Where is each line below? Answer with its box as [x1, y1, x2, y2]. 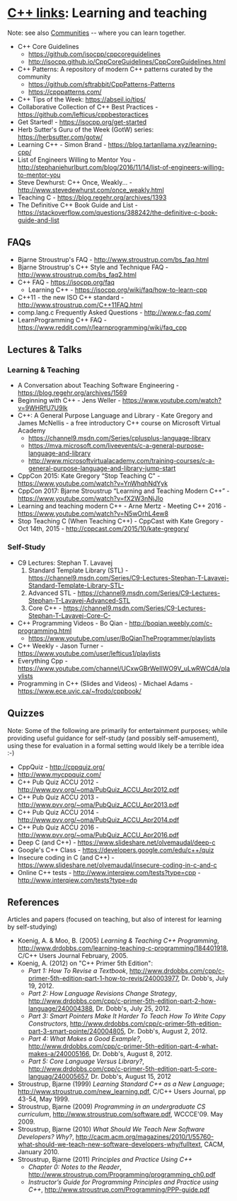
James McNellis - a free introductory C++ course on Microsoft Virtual [17, 419, 221, 428]
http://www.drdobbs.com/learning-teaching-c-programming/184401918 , [17, 944, 229, 952]
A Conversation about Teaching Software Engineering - [17, 381, 179, 390]
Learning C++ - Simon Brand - [17, 140, 107, 148]
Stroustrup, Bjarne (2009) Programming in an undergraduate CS [17, 1102, 206, 1111]
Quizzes [7, 707, 45, 719]
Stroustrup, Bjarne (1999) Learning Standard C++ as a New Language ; [17, 1080, 225, 1088]
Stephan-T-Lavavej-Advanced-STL [28, 596, 131, 604]
